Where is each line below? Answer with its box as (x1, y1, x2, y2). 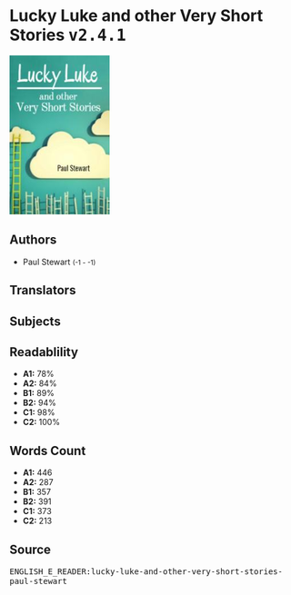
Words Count (9, 442, 86, 459)
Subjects (9, 313, 61, 329)
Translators (9, 283, 76, 298)
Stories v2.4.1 (9, 25, 126, 45)
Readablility (9, 344, 79, 360)
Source (9, 541, 52, 557)
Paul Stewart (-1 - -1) (22, 256, 96, 267)
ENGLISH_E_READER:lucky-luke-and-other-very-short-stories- (9, 566, 284, 577)
